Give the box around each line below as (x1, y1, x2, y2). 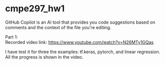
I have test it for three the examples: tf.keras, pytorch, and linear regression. (5, 49, 161, 55)
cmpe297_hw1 (5, 3, 65, 14)
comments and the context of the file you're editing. (5, 24, 112, 30)
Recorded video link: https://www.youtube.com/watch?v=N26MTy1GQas (5, 39, 154, 45)
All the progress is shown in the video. (5, 54, 83, 60)
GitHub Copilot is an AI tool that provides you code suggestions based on (5, 19, 156, 25)
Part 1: (5, 34, 18, 40)
